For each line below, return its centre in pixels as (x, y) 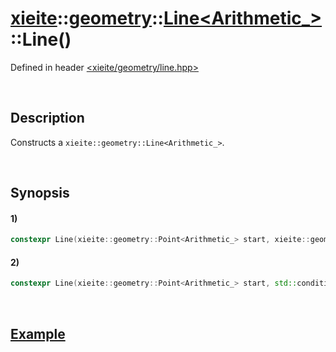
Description (47, 118)
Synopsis (40, 193)
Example (38, 333)
